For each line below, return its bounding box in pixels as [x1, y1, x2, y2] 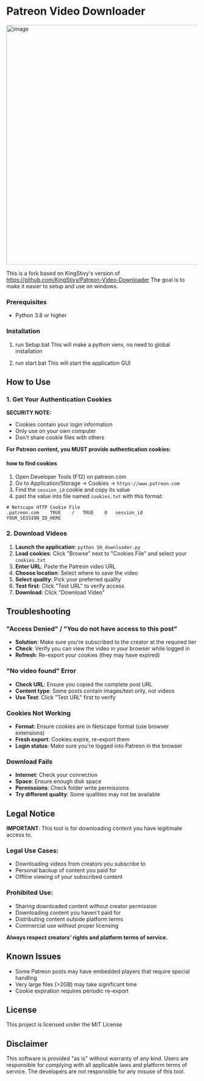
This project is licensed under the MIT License [6, 1021, 123, 1028]
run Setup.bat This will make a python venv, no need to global [15, 341, 171, 348]
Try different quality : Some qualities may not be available [15, 791, 160, 798]
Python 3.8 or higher [15, 311, 67, 319]
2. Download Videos [6, 530, 68, 538]
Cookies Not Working [6, 708, 71, 717]
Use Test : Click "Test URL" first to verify [15, 693, 116, 701]
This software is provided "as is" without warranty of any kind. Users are [6, 1055, 189, 1062]
